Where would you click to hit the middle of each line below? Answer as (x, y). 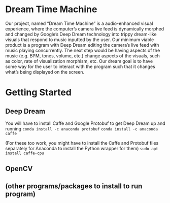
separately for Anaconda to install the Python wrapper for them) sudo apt (82, 148)
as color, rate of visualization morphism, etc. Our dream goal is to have (79, 61)
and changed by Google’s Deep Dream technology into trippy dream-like (81, 34)
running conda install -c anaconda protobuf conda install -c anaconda (82, 128)
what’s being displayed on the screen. (45, 72)
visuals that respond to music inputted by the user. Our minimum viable (80, 40)
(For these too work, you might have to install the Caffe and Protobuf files (82, 143)
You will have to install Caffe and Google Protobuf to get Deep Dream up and (85, 123)
